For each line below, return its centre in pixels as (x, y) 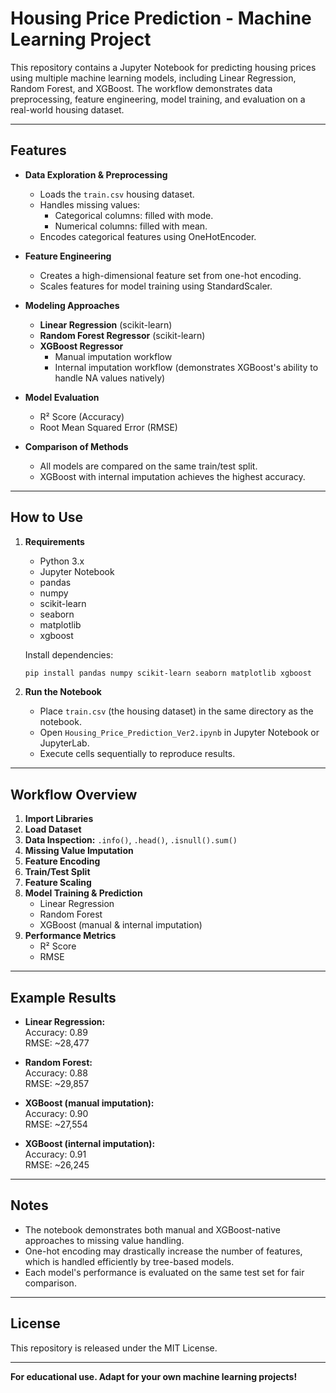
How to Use (47, 517)
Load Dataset (53, 829)
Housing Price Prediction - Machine (161, 18)
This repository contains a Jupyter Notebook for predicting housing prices (163, 67)
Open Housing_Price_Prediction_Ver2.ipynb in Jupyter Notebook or (179, 733)
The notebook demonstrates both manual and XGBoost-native (152, 1229)
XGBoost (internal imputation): (90, 1144)
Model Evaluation (62, 397)
